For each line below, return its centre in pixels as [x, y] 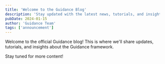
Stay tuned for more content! [34, 56]
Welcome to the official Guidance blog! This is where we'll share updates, [79, 42]
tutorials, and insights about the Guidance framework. [59, 47]
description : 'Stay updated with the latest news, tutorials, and [74, 14]
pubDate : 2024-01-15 [26, 19]
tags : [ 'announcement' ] [29, 28]
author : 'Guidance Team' [30, 23]
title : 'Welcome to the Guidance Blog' [46, 10]
